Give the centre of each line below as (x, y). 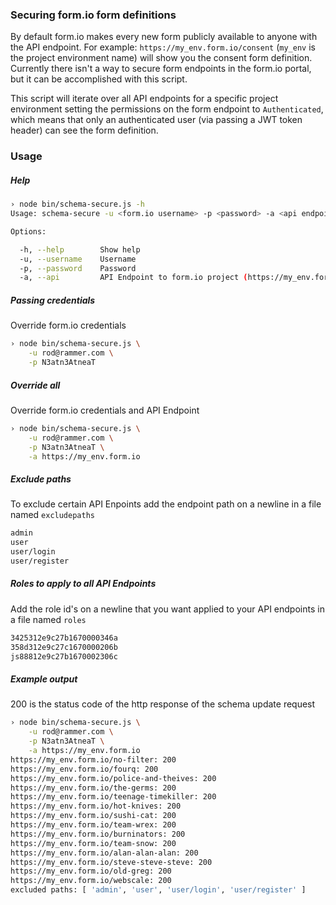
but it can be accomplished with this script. (99, 79)
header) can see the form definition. (84, 130)
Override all (35, 385)
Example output (44, 679)
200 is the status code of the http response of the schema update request (163, 704)
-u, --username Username (78, 259)
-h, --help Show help (80, 249)
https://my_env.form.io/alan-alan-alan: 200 (104, 853)
